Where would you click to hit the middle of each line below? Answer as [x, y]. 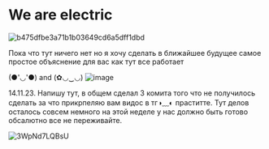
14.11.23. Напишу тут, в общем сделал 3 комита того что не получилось [132, 93]
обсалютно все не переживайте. [65, 120]
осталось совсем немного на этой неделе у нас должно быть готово [128, 112]
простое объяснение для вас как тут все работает [96, 62]
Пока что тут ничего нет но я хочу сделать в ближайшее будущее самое [135, 53]
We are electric [61, 15]
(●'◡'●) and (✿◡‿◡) [46, 77]
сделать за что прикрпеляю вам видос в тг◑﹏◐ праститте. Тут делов [129, 102]
